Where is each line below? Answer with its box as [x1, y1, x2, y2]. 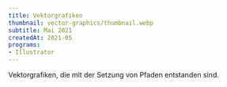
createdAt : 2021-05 [8, 33, 73, 42]
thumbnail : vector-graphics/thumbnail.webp [8, 19, 154, 27]
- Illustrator [8, 48, 55, 56]
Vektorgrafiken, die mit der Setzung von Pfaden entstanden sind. [8, 70, 219, 79]
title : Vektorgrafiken [8, 11, 83, 20]
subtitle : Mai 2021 [8, 26, 73, 34]
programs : [8, 41, 41, 49]
